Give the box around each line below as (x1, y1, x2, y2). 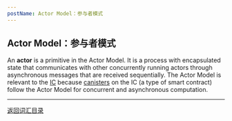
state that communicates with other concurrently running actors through (7, 64, 213, 72)
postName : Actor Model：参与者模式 (7, 10, 104, 17)
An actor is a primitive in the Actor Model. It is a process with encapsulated (7, 56, 221, 64)
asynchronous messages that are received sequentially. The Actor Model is (7, 71, 222, 80)
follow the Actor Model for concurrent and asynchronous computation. (7, 86, 209, 94)
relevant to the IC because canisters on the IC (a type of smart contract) (7, 78, 213, 86)
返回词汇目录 (7, 106, 43, 115)
